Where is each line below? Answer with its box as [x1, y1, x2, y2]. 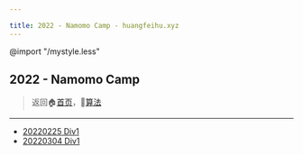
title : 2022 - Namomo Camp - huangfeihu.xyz [9, 21, 179, 30]
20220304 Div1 [22, 136, 80, 147]
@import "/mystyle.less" [9, 46, 101, 57]
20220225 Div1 [22, 126, 79, 137]
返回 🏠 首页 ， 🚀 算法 [31, 96, 102, 108]
